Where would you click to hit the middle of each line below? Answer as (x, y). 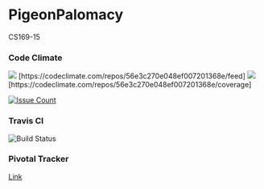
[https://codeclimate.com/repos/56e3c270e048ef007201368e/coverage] (130, 85)
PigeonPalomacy (66, 15)
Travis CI (26, 121)
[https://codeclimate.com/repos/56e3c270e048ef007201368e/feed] (132, 76)
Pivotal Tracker (39, 159)
